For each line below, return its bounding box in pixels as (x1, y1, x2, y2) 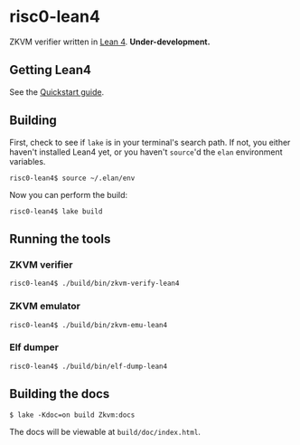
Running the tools (9, 231, 111, 246)
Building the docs (9, 386, 110, 402)
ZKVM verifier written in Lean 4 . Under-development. (9, 36, 211, 47)
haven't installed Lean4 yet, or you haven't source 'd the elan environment (9, 147, 283, 157)
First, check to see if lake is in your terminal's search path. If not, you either (9, 137, 291, 147)
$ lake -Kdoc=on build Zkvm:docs (9, 410, 136, 420)
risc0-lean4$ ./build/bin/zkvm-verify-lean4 (9, 279, 180, 289)
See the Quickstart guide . (9, 86, 105, 97)
